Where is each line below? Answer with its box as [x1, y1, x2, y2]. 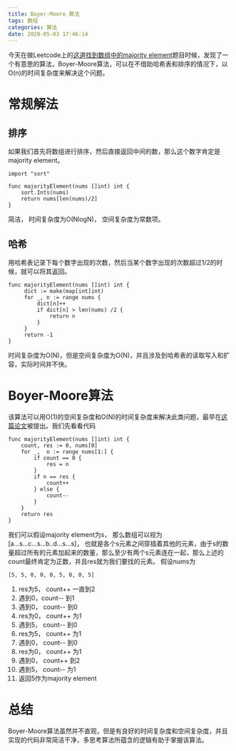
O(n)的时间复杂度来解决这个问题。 [8, 69, 109, 77]
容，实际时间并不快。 [8, 360, 71, 368]
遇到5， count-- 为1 [18, 665, 76, 673]
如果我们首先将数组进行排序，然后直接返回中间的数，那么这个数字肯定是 [8, 147, 220, 156]
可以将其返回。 [26, 267, 71, 276]
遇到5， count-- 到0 [18, 620, 78, 629]
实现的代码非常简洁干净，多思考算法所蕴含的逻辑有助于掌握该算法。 [8, 735, 208, 744]
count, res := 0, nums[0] [21, 442, 98, 449]
